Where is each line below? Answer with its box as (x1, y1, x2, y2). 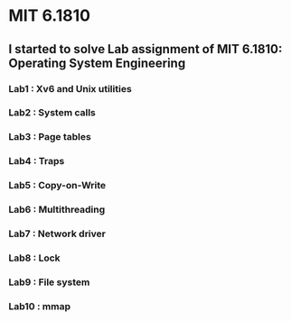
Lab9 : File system (8, 276, 90, 289)
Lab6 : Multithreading (8, 204, 106, 216)
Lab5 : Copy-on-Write (8, 179, 107, 192)
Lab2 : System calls (8, 106, 96, 119)
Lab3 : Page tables (8, 131, 91, 143)
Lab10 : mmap (8, 299, 71, 312)
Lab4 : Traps (8, 155, 65, 168)
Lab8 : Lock (8, 252, 61, 264)
